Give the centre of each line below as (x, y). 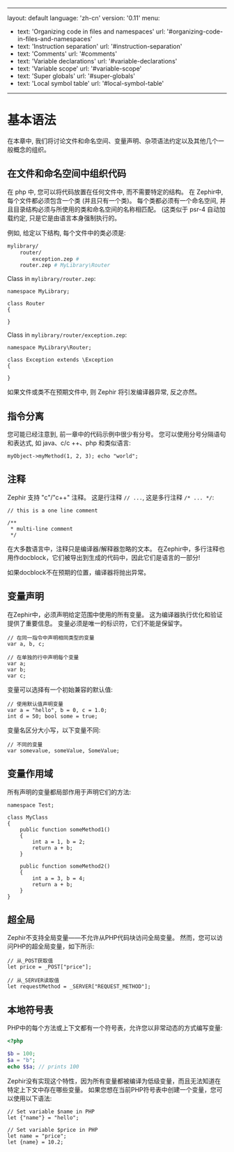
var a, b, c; (26, 644)
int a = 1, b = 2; (59, 842)
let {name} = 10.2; (36, 1142)
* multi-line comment (41, 529)
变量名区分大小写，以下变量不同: (54, 730)
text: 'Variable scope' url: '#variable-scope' (79, 68)
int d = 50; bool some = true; (53, 716)
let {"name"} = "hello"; (43, 1117)
